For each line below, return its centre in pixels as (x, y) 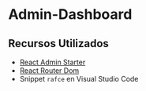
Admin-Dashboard (70, 15)
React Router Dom (49, 71)
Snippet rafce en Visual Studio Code (79, 79)
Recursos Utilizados (58, 44)
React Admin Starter (52, 62)
